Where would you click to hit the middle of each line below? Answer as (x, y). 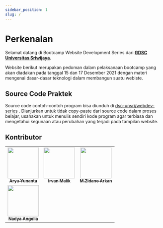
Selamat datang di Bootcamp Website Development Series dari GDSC (76, 53)
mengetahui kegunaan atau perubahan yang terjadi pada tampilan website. (82, 122)
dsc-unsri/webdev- (135, 106)
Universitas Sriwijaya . (28, 58)
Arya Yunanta (23, 181)
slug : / (13, 14)
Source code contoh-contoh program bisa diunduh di (60, 106)
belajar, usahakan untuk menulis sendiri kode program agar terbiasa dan (79, 116)
